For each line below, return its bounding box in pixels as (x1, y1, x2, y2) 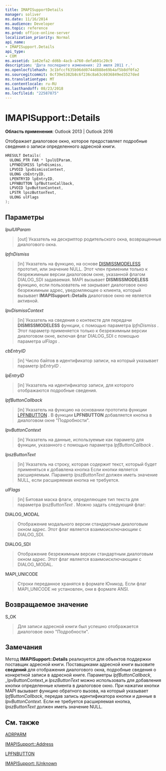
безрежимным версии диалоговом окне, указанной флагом (17, 271, 146, 277)
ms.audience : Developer (5, 21, 55, 26)
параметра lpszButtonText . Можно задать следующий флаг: (17, 502, 146, 508)
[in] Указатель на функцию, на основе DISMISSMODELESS (17, 260, 141, 266)
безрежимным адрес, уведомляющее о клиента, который (17, 287, 141, 293)
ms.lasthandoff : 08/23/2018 (5, 86, 64, 91)
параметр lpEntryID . (17, 363, 61, 369)
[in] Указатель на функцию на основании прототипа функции (17, 406, 147, 412)
